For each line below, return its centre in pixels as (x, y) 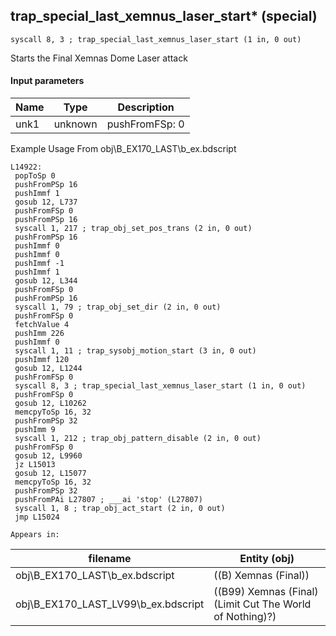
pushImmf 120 (42, 360)
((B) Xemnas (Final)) (261, 576)
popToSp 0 (35, 176)
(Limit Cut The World (262, 604)
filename (110, 559)
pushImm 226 (39, 334)
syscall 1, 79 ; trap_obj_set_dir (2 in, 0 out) (118, 307)
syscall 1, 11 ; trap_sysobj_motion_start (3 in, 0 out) (135, 351)
